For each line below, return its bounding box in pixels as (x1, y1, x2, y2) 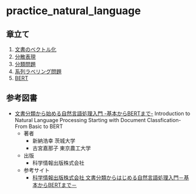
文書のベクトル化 (14, 46, 57, 52)
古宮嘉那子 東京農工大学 (32, 144, 92, 152)
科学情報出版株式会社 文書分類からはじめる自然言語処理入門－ (32, 174, 184, 181)
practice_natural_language (6, 4, 141, 18)
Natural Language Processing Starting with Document (14, 116, 146, 123)
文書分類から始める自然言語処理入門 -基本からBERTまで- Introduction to (14, 110, 191, 117)
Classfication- (146, 116, 181, 123)
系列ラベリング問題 (14, 68, 62, 75)
